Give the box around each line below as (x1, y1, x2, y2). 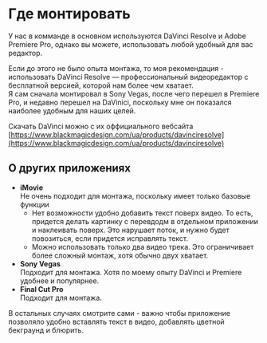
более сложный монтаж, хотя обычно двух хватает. (31, 250, 209, 260)
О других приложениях (8, 161, 132, 175)
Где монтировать (8, 5, 132, 23)
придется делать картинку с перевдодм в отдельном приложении (31, 216, 259, 226)
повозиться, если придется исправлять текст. (31, 233, 189, 243)
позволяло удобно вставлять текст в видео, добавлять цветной (8, 317, 225, 326)
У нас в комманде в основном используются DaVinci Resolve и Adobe (8, 31, 247, 41)
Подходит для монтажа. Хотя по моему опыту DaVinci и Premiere (19, 267, 242, 277)
